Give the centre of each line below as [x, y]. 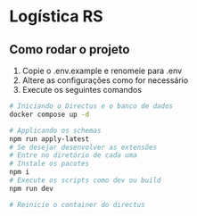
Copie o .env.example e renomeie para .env [102, 71]
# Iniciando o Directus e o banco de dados [91, 106]
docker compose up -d [49, 114]
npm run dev [31, 188]
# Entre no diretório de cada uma [74, 155]
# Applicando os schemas [55, 130]
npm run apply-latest [49, 139]
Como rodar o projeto [70, 50]
